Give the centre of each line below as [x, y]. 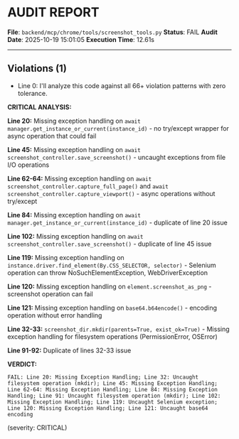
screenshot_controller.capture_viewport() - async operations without [111, 193]
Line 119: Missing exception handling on [66, 257]
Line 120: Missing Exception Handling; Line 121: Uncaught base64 [108, 408]
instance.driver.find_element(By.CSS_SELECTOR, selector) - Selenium [112, 265]
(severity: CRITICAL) [37, 428]
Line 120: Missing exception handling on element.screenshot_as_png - [110, 286]
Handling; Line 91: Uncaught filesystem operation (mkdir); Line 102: [114, 396]
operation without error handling [55, 315]
